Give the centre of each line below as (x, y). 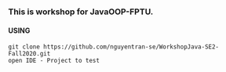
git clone (24, 47)
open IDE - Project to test (54, 61)
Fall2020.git (29, 54)
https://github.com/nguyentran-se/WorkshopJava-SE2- (131, 47)
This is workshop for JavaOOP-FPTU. (81, 12)
